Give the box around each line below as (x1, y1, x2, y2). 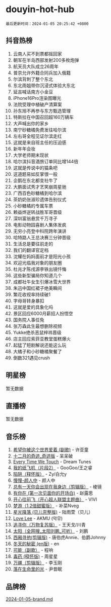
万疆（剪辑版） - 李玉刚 (13, 560, 63, 566)
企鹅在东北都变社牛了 (13, 177, 58, 183)
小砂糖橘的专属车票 (13, 203, 53, 209)
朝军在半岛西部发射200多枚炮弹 (13, 57, 79, 63)
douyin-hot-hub (6, 4, 75, 15)
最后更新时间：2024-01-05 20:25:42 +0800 (6, 21, 89, 26)
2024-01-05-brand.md (6, 596, 53, 602)
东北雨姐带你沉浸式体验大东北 (13, 82, 75, 88)
